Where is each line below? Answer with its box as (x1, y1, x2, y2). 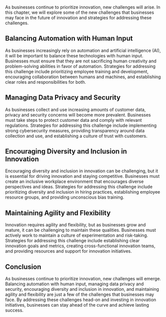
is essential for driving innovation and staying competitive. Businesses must (5, 173, 160, 179)
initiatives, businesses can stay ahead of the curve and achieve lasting (5, 302, 149, 308)
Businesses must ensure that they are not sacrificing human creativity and (5, 58, 157, 64)
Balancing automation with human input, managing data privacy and (5, 281, 144, 287)
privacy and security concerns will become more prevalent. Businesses (5, 111, 151, 118)
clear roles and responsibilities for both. (5, 79, 86, 85)
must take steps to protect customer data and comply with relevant (5, 117, 142, 123)
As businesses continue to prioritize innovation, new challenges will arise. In (5, 4, 161, 10)
